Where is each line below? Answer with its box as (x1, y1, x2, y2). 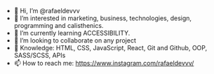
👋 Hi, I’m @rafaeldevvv (13, 7, 81, 15)
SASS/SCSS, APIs (13, 51, 66, 59)
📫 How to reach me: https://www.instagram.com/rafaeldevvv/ (13, 59, 194, 67)
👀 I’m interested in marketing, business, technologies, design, (13, 14, 192, 22)
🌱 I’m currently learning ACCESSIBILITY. (13, 29, 131, 37)
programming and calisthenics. (13, 22, 104, 29)
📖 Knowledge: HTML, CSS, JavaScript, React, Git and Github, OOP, (13, 44, 208, 52)
